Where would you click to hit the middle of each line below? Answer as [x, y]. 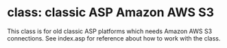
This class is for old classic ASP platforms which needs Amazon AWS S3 [110, 31]
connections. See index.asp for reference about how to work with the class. [114, 38]
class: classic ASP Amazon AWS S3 [111, 13]
